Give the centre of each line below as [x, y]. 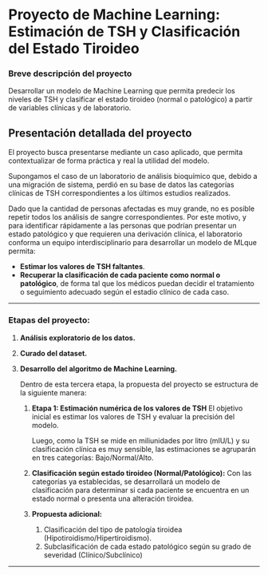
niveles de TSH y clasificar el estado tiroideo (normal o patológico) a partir [130, 99]
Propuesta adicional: [67, 514]
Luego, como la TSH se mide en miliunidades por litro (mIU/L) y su [140, 440]
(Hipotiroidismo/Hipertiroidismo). [97, 537]
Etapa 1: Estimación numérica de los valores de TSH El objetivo [137, 408]
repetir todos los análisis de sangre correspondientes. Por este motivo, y [128, 217]
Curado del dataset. [53, 353]
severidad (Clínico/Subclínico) [93, 555]
